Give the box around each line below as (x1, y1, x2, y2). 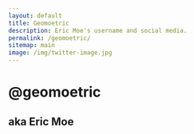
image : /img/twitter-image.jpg (8, 49, 113, 57)
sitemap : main (8, 41, 56, 49)
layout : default (8, 11, 62, 20)
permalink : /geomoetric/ (8, 33, 91, 42)
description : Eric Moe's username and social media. (8, 26, 188, 34)
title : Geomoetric (8, 19, 69, 27)
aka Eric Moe (8, 115, 74, 128)
